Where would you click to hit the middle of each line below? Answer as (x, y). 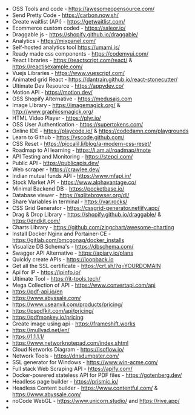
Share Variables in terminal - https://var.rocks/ (70, 201)
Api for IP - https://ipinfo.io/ (46, 272)
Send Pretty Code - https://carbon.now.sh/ (65, 15)
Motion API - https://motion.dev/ (52, 92)
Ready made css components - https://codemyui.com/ (80, 54)
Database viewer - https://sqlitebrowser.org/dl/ (71, 195)
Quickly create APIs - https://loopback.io (63, 259)
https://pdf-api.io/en (37, 292)
